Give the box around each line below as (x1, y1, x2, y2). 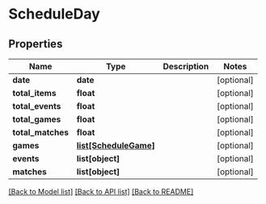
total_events (12, 101, 61, 111)
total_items (12, 88, 57, 98)
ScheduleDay (8, 5, 101, 23)
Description (163, 61, 209, 72)
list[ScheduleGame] (76, 140, 155, 151)
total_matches (12, 127, 69, 138)
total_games (12, 114, 61, 125)
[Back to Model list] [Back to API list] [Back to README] (8, 187, 194, 196)
